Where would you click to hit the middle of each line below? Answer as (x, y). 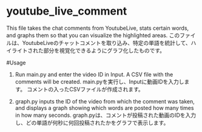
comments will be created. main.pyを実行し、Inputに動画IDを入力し (99, 82)
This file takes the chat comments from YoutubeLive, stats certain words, (98, 28)
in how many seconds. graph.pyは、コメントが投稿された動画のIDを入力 (105, 115)
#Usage (16, 63)
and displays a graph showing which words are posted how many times (104, 108)
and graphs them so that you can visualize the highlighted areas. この (93, 35)
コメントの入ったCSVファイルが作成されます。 (85, 89)
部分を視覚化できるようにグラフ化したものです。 (104, 50)
